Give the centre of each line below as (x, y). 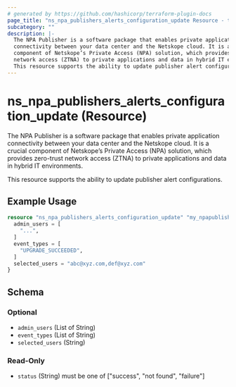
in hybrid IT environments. (45, 166)
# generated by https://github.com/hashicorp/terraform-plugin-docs (110, 14)
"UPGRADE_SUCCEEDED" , (51, 250)
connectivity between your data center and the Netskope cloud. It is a (108, 143)
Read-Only (26, 360)
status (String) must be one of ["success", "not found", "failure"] (111, 376)
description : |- (31, 33)
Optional (22, 312)
